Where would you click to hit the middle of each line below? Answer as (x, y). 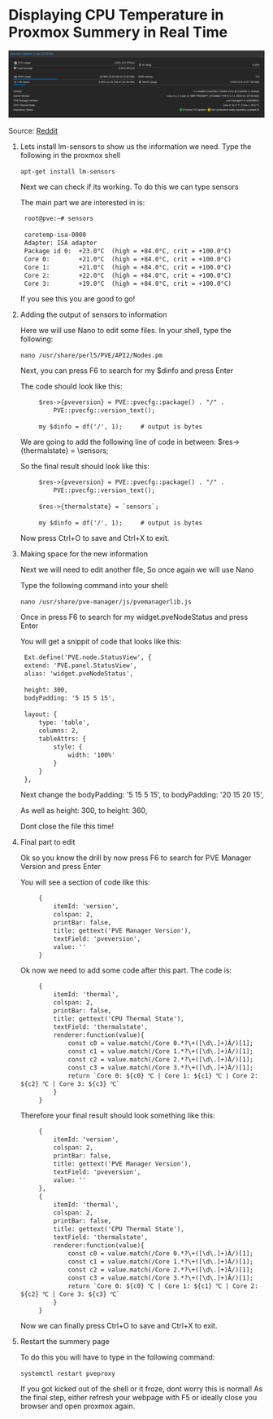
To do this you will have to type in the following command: (117, 1357)
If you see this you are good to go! (78, 298)
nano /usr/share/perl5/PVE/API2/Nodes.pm (91, 355)
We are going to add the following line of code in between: (118, 442)
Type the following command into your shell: (94, 585)
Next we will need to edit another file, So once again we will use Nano (137, 569)
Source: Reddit (33, 130)
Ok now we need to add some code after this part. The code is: (126, 970)
